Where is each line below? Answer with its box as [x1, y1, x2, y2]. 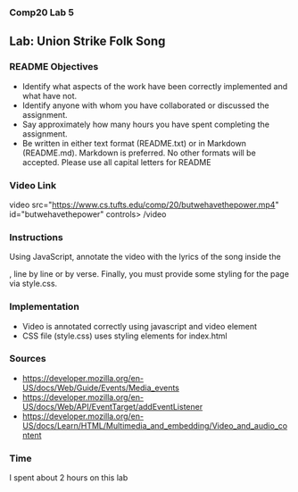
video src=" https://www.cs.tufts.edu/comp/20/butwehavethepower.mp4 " [9, 199, 279, 210]
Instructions [9, 230, 64, 243]
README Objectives [9, 61, 99, 73]
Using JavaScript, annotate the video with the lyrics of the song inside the [9, 252, 281, 263]
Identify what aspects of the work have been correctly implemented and [21, 80, 288, 91]
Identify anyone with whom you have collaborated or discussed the [21, 100, 269, 111]
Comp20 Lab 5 [9, 6, 74, 19]
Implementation [9, 301, 80, 313]
